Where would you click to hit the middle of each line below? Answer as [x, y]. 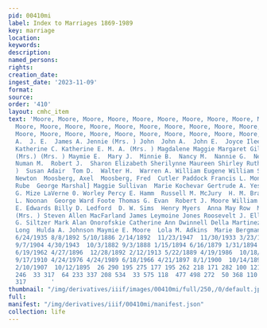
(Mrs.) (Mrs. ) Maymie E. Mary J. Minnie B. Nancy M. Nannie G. [131, 156]
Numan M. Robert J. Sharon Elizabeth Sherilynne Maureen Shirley [130, 164]
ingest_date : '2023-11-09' [53, 82]
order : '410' [30, 104]
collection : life [37, 311]
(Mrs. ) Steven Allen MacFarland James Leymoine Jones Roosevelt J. [131, 216]
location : [25, 38]
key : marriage [32, 30]
